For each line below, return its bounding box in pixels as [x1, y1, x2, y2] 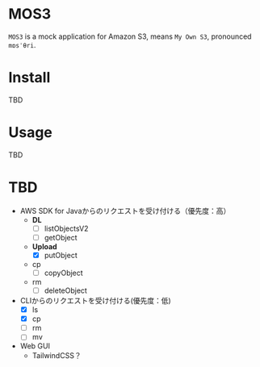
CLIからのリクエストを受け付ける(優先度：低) [19, 296, 171, 306]
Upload [31, 241, 58, 251]
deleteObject [44, 286, 87, 295]
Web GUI [19, 341, 51, 351]
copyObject [44, 268, 83, 277]
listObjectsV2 [44, 223, 89, 233]
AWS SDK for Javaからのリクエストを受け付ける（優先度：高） [19, 206, 231, 215]
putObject [44, 250, 78, 260]
